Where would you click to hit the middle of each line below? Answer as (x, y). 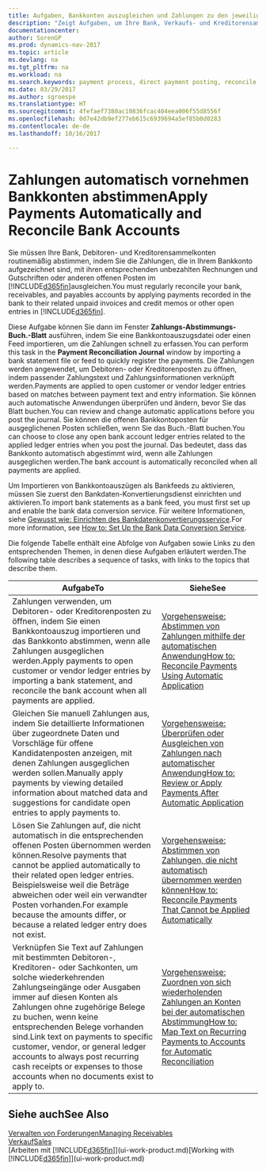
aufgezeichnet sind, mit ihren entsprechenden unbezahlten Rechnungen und (133, 269)
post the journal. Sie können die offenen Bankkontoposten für (108, 419)
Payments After (190, 793)
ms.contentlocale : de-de (49, 126)
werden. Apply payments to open (73, 661)
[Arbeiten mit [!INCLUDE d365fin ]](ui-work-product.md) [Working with (122, 1150)
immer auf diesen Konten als (65, 996)
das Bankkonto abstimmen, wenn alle (81, 641)
